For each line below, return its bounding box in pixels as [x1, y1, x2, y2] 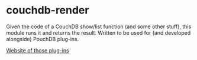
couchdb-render [6, 4, 89, 17]
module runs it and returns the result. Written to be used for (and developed [6, 29, 191, 36]
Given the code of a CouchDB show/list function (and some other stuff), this [6, 23, 192, 30]
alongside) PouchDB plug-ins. [6, 35, 79, 42]
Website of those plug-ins [6, 46, 69, 54]
